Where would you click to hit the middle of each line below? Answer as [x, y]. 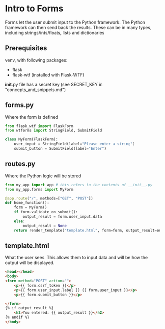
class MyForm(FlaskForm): [31, 139]
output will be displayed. [30, 263]
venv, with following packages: [36, 60]
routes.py [20, 164]
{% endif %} [17, 317]
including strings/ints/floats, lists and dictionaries [55, 33]
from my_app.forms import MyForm [39, 189]
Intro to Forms [34, 9]
